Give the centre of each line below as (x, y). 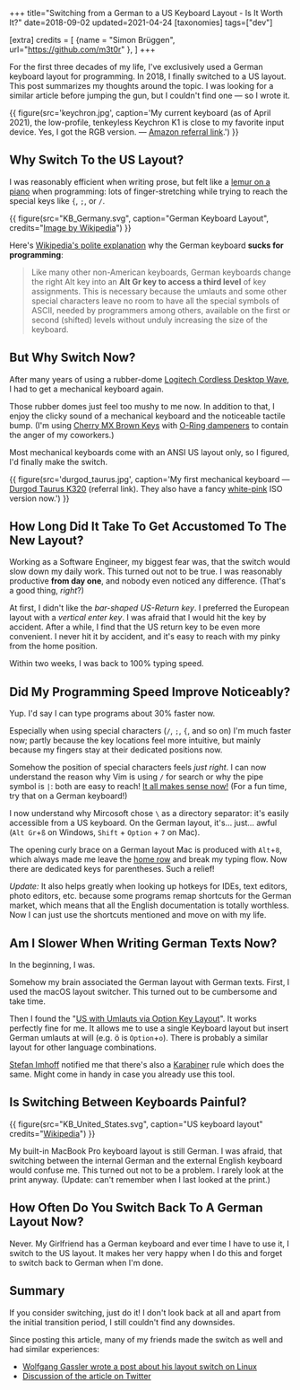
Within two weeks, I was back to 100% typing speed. (107, 664)
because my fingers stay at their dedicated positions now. (116, 750)
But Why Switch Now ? (73, 358)
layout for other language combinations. (83, 1047)
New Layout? (47, 541)
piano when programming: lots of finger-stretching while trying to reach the (149, 191)
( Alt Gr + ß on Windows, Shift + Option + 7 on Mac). (105, 832)
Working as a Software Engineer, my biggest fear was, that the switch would (150, 562)
